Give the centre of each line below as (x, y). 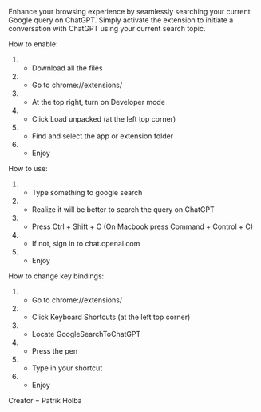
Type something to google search (87, 192)
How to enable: (33, 44)
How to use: (28, 168)
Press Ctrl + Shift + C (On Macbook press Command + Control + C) (142, 226)
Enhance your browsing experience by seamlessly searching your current (129, 12)
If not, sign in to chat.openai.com (86, 244)
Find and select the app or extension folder (103, 136)
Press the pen (55, 351)
